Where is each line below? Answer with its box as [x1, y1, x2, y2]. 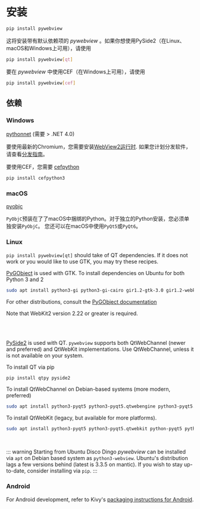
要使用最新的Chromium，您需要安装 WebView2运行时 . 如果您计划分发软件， [6, 143, 192, 150]
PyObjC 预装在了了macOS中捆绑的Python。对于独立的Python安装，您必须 [6, 215, 185, 223]
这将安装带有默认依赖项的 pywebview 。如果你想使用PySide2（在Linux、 [6, 37, 186, 44]
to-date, [6, 467, 26, 474]
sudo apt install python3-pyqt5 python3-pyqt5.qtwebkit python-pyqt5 [6, 426, 183, 432]
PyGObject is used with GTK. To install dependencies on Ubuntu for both [6, 269, 185, 276]
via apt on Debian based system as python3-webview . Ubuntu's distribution [6, 455, 189, 462]
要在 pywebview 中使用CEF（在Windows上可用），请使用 [6, 68, 146, 75]
